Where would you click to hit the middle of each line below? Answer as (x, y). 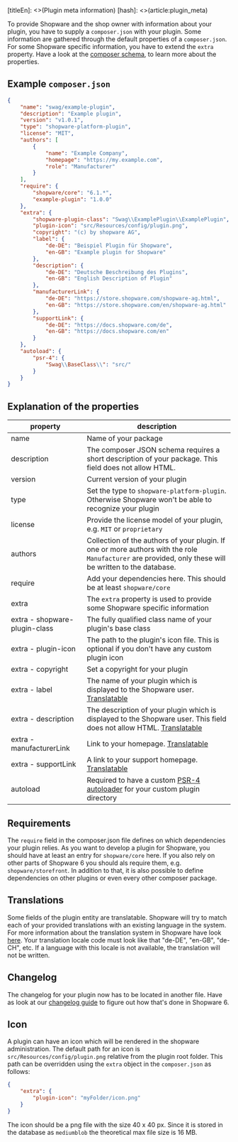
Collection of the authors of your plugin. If (156, 540)
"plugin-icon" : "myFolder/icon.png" (87, 1098)
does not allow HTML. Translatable (144, 728)
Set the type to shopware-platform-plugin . (157, 491)
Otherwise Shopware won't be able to (149, 500)
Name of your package (125, 438)
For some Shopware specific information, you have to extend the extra (110, 47)
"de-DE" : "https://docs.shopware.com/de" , (109, 325)
